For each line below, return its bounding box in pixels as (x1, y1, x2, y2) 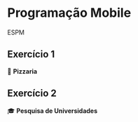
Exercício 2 (7, 88, 57, 100)
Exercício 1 (7, 48, 55, 60)
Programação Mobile (7, 5, 132, 21)
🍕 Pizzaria (7, 67, 37, 75)
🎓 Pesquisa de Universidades (7, 107, 98, 115)
